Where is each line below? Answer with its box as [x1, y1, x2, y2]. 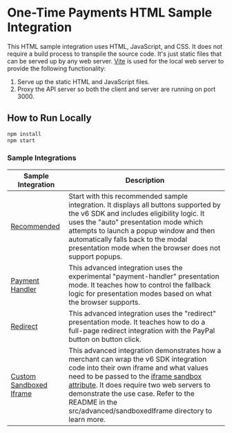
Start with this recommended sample [68, 191, 188, 201]
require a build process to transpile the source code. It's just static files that [7, 50, 222, 58]
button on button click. [68, 334, 142, 344]
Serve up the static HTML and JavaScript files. [17, 77, 150, 85]
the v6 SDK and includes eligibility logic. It [68, 208, 205, 218]
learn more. [68, 414, 106, 424]
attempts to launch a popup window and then [68, 225, 215, 235]
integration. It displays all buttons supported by [68, 200, 221, 210]
